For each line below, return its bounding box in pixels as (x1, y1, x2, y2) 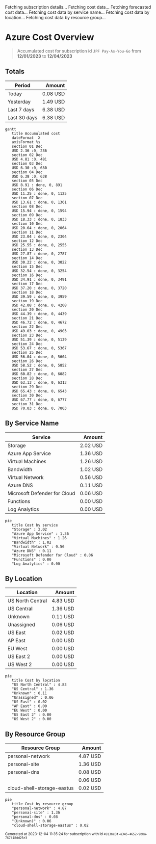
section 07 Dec (11, 195, 43, 200)
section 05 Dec (11, 178, 43, 183)
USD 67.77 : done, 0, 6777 (11, 397, 67, 402)
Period (14, 82, 30, 89)
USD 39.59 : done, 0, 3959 (11, 294, 67, 299)
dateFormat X (11, 135, 41, 140)
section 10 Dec (11, 221, 43, 226)
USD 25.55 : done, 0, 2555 (11, 242, 67, 247)
